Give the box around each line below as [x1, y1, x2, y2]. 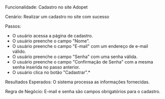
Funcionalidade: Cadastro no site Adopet [5, 4, 88, 10]
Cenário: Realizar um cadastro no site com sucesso [5, 14, 110, 19]
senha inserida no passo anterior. [12, 64, 80, 70]
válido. [12, 49, 26, 54]
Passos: [5, 23, 21, 29]
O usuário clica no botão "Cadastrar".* [12, 69, 91, 75]
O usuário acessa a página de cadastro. [12, 33, 93, 38]
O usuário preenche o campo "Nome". [12, 38, 90, 44]
